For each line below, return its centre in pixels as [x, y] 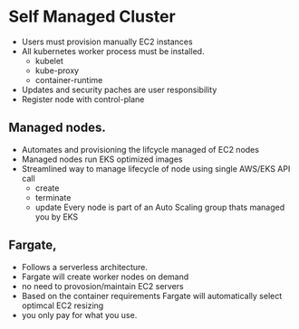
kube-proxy [57, 70]
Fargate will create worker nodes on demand [105, 277]
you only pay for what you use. [79, 315]
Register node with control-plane [83, 99]
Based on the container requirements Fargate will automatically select [152, 296]
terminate [53, 197]
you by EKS [57, 216]
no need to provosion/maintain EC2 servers [102, 286]
